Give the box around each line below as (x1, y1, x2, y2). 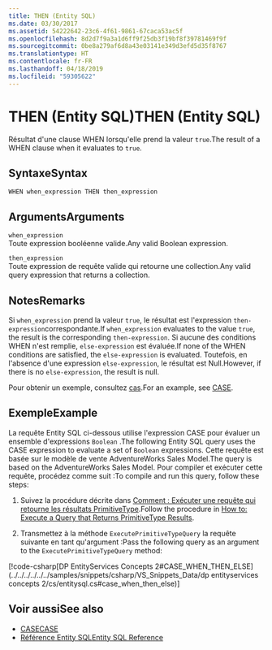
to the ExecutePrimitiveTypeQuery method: (19, 545, 162, 555)
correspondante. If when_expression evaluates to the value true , (44, 324, 256, 333)
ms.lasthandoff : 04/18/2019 (8, 65, 104, 73)
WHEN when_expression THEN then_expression (8, 188, 158, 196)
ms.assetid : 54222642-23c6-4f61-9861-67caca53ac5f (8, 27, 183, 35)
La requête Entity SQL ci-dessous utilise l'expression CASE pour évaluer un (8, 427, 261, 437)
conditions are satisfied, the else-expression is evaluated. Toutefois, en (8, 350, 248, 359)
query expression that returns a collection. (8, 270, 150, 280)
